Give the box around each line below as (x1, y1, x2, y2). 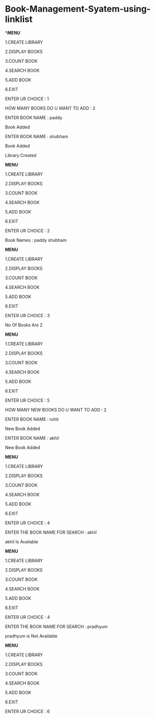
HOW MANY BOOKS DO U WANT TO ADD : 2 (5, 105, 96, 111)
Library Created (5, 152, 36, 158)
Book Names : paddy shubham (5, 237, 67, 243)
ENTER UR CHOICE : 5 (5, 397, 50, 403)
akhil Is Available (5, 538, 38, 544)
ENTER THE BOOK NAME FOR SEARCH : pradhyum (5, 624, 108, 629)
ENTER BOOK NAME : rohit (5, 416, 59, 422)
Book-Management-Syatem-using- (5, 3, 151, 15)
